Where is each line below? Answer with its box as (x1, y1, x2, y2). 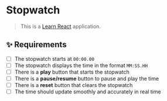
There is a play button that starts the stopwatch (14, 68, 130, 75)
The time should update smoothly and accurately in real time (14, 88, 161, 95)
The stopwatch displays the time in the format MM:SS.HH (14, 62, 148, 69)
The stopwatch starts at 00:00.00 (14, 55, 95, 62)
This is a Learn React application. (20, 23, 101, 30)
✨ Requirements (6, 40, 67, 50)
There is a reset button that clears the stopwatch (14, 82, 133, 88)
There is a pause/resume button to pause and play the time (14, 75, 159, 82)
